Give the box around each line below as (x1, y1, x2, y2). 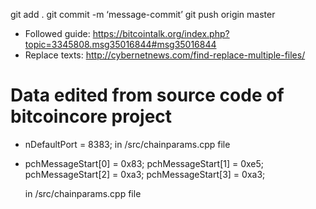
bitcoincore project (10, 105, 173, 128)
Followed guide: (24, 28, 91, 39)
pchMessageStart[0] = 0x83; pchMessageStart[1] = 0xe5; (24, 157, 265, 169)
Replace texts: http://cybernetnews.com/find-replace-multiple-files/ (24, 49, 306, 61)
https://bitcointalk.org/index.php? (92, 28, 230, 39)
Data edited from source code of (10, 84, 285, 107)
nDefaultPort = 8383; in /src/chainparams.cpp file (24, 138, 231, 150)
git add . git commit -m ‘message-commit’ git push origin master (10, 9, 276, 20)
